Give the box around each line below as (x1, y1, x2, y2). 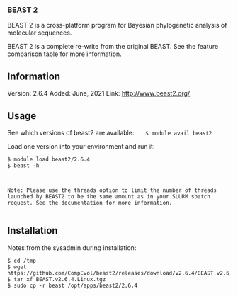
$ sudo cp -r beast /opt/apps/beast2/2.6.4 (7, 282, 138, 289)
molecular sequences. (7, 28, 72, 37)
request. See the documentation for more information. (7, 199, 173, 206)
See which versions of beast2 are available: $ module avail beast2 (7, 128, 212, 137)
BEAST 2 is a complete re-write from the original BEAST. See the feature (7, 42, 219, 51)
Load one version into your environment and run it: (7, 142, 155, 150)
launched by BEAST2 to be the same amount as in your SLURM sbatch (7, 193, 211, 200)
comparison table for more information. (7, 50, 122, 58)
